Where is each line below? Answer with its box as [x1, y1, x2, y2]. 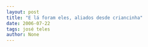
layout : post [6, 9, 40, 15]
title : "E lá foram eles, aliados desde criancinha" [6, 15, 143, 21]
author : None [6, 32, 40, 38]
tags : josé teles [6, 26, 51, 32]
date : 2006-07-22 [6, 20, 51, 26]
